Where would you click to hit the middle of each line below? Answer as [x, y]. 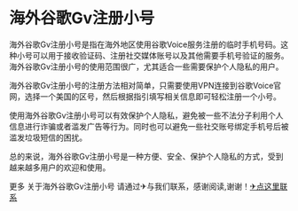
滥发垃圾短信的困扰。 [48, 137]
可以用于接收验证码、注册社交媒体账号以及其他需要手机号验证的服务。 [161, 55]
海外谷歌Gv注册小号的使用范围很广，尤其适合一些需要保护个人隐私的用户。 [146, 66]
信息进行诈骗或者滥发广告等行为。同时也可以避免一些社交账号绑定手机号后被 [149, 126]
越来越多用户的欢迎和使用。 [60, 167]
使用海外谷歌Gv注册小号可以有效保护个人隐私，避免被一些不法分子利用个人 [146, 115]
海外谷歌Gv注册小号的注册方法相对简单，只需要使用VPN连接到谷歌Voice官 [145, 85]
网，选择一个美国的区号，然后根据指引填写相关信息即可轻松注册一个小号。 [145, 96]
